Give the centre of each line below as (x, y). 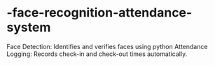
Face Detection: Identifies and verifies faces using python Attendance (107, 46)
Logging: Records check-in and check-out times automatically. (97, 54)
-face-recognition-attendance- (99, 13)
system (29, 27)
